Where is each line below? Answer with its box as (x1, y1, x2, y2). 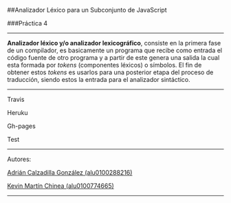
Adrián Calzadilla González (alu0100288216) (7, 169, 133, 176)
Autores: (7, 155, 32, 163)
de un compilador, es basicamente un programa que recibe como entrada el (7, 46, 222, 54)
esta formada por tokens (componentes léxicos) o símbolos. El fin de (7, 61, 202, 69)
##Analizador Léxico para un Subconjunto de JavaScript (7, 6, 167, 14)
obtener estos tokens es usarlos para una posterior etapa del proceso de (7, 68, 214, 76)
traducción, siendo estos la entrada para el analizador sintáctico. (7, 76, 190, 83)
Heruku (7, 109, 29, 116)
